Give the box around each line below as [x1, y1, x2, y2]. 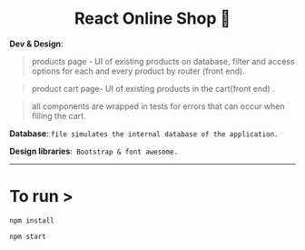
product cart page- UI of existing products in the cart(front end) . [31, 83, 275, 94]
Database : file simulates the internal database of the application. [9, 127, 279, 139]
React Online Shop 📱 [74, 8, 231, 29]
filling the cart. [31, 110, 86, 121]
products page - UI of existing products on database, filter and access [31, 55, 295, 66]
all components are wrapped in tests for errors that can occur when [31, 100, 285, 112]
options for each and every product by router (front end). [31, 65, 245, 76]
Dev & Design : [9, 38, 64, 49]
